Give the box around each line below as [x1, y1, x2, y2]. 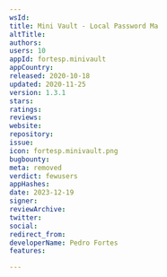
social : [9, 221, 39, 230]
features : [9, 247, 47, 255]
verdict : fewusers [9, 171, 78, 180]
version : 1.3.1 [9, 88, 66, 97]
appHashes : [9, 180, 50, 189]
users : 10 [9, 47, 47, 56]
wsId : [9, 13, 30, 22]
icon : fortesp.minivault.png [9, 146, 119, 155]
